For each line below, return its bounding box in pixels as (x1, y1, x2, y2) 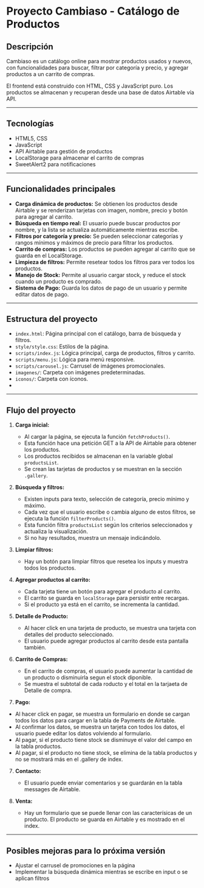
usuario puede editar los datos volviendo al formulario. (15, 730, 152, 737)
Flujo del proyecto (6, 405, 76, 415)
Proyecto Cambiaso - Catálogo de (6, 4, 180, 18)
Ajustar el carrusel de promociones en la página (15, 862, 135, 869)
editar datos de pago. (15, 290, 69, 298)
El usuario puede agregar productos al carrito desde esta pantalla (24, 637, 189, 645)
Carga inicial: (15, 421, 50, 428)
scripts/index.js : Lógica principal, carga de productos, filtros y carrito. (15, 349, 195, 357)
